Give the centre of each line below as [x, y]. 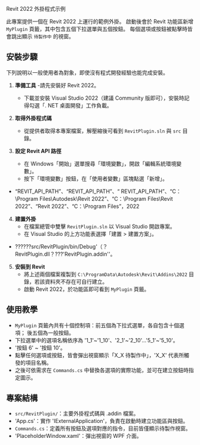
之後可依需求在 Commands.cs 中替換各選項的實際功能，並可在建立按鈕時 [102, 370]
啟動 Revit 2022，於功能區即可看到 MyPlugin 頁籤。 [87, 289]
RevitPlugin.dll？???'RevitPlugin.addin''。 [65, 254]
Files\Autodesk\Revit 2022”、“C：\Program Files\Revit [106, 198]
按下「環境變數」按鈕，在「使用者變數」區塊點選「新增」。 [96, 179]
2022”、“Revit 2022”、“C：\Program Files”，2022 [77, 206]
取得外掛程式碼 [33, 118]
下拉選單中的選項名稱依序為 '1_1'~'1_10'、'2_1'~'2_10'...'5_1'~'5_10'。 [96, 340]
